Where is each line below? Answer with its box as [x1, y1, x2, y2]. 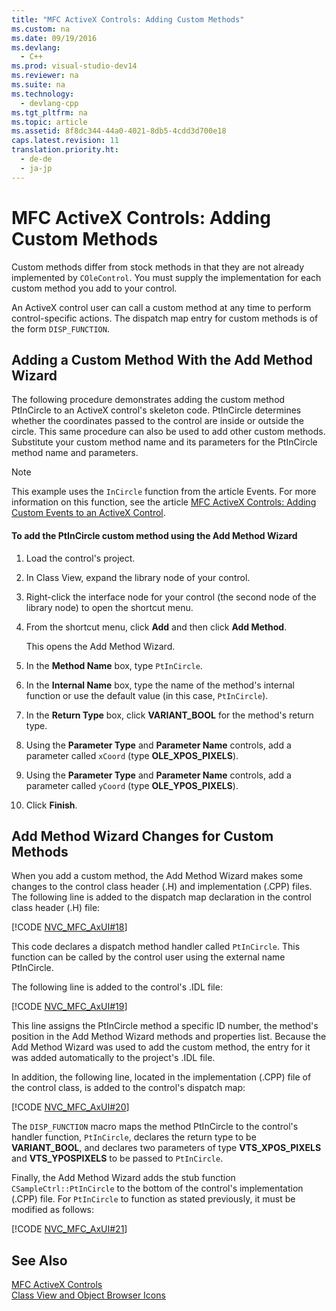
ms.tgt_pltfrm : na [11, 107, 88, 118]
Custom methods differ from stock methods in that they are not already [11, 261, 305, 273]
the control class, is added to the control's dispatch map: [11, 1082, 246, 1094]
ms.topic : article [11, 117, 88, 127]
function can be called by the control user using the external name [11, 951, 286, 963]
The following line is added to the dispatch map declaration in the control [11, 891, 312, 903]
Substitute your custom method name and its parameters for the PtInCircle [11, 436, 318, 448]
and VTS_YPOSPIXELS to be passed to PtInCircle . [11, 1152, 224, 1165]
